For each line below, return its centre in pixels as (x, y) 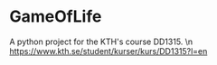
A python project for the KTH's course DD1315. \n (101, 42)
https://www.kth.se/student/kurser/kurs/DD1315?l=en (108, 51)
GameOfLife (56, 17)
